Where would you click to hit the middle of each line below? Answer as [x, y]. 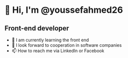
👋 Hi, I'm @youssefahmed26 [64, 10]
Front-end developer [37, 28]
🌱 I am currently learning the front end [50, 40]
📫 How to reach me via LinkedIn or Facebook [58, 51]
